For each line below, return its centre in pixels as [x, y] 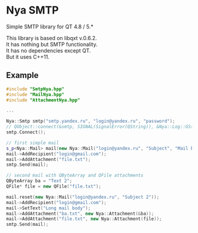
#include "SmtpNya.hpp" [35, 89]
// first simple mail [33, 143]
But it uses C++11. [28, 57]
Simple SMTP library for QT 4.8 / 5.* [50, 27]
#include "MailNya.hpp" [35, 94]
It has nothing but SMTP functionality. [52, 44]
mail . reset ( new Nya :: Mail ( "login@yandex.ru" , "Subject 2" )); [83, 197]
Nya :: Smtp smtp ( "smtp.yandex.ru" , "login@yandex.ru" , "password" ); [91, 122]
